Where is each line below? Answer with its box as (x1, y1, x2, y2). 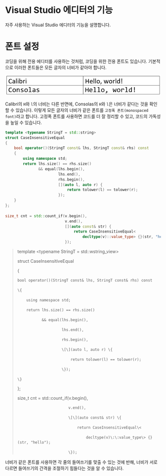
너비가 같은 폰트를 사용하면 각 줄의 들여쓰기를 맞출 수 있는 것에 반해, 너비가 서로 (5, 459, 158, 465)
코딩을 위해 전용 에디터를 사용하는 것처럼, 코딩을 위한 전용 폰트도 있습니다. (5, 58, 147, 64)
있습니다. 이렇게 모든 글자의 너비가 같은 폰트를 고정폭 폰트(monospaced (15, 107, 149, 113)
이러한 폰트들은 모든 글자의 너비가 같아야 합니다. (14, 64, 107, 70)
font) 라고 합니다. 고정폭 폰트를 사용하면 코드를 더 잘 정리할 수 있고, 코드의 (5, 113, 148, 119)
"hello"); (30, 440, 51, 445)
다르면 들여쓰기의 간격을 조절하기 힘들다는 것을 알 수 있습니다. (5, 466, 124, 472)
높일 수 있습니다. (10, 119, 42, 125)
